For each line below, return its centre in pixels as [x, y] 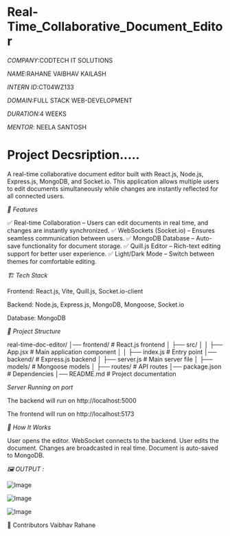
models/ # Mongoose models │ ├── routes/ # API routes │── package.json [114, 367]
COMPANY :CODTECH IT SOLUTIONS [60, 60]
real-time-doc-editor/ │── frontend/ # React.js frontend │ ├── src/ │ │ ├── [115, 344]
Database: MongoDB [37, 318]
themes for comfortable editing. [52, 261]
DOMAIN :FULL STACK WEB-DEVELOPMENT [70, 100]
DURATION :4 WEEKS [37, 114]
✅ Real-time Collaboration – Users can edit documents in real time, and [108, 223]
